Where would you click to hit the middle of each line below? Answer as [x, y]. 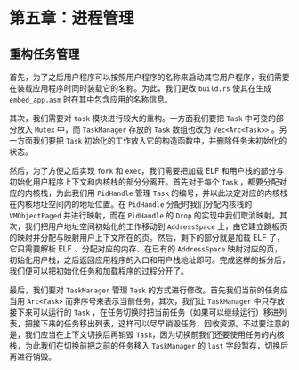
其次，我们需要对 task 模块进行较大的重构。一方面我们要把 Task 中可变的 [143, 118]
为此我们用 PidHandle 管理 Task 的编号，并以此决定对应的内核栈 [172, 193]
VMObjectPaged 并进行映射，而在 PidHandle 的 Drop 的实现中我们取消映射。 [145, 215]
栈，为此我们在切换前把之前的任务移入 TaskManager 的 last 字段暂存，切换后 [149, 345]
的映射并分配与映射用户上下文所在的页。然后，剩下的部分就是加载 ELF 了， [147, 238]
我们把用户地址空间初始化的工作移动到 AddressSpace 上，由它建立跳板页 [156, 226]
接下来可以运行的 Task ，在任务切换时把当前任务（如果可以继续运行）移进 [144, 312]
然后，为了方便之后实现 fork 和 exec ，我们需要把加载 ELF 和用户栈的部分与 [147, 171]
